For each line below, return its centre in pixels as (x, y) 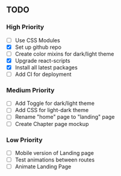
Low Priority (25, 140)
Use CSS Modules (37, 40)
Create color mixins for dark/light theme (64, 54)
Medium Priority (30, 90)
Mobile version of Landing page (54, 152)
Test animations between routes (55, 160)
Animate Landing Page (43, 167)
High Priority (25, 27)
